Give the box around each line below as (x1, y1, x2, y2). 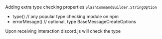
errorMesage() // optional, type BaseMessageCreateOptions (12, 19, 136, 24)
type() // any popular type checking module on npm (12, 14, 119, 19)
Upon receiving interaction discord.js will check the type (5, 28, 121, 34)
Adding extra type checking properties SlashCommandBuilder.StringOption (5, 4, 157, 10)
